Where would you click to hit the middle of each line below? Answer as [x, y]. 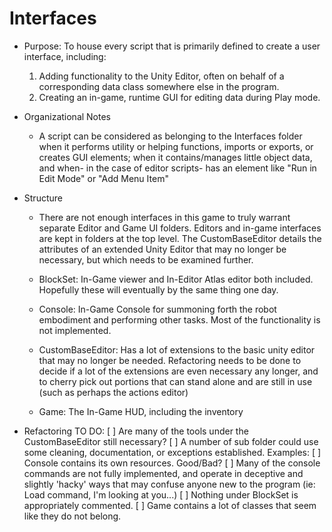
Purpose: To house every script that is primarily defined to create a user [172, 46]
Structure [43, 198]
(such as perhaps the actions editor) [113, 392]
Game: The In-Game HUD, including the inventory [141, 411]
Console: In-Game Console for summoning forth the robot [157, 309]
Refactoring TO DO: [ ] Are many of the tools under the [136, 431]
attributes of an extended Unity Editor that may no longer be [162, 249]
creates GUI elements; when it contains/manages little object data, [175, 157]
